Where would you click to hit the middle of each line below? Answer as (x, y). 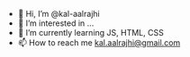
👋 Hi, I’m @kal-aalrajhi (59, 14)
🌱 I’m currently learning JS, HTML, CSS (90, 33)
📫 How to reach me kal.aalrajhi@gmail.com (99, 43)
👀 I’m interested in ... (56, 23)
